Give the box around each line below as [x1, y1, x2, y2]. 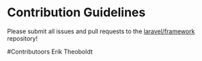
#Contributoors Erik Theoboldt [7, 47, 93, 56]
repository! [7, 34, 38, 42]
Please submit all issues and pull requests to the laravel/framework [7, 27, 195, 35]
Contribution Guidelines [7, 5, 146, 20]
